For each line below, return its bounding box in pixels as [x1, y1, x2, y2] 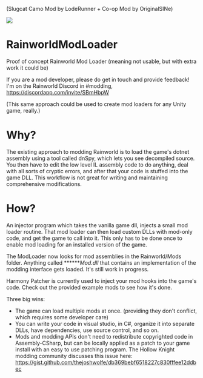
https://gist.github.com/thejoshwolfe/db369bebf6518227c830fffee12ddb [15, 359, 197, 366]
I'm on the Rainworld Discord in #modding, [6, 82, 113, 90]
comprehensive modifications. [6, 180, 82, 187]
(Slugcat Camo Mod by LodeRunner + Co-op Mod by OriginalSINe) [6, 5, 173, 12]
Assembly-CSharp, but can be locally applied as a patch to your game [15, 339, 190, 346]
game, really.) [6, 107, 41, 114]
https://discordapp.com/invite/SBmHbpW [6, 88, 110, 96]
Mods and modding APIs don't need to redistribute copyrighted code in [15, 333, 193, 340]
